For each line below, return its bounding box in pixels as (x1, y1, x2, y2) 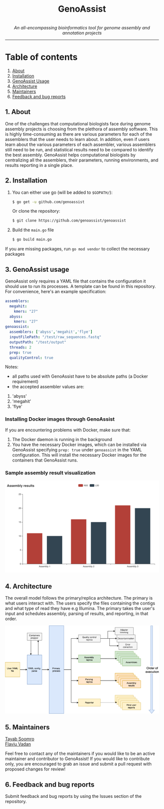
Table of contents (5, 52, 78, 63)
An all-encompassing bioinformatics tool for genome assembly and (14, 24, 150, 30)
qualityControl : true (9, 355, 54, 360)
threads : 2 (9, 345, 32, 350)
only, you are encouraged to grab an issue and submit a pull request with (5, 761, 152, 767)
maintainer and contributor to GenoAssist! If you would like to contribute (5, 756, 150, 762)
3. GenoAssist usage (5, 265, 69, 274)
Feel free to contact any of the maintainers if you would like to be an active (5, 750, 155, 757)
